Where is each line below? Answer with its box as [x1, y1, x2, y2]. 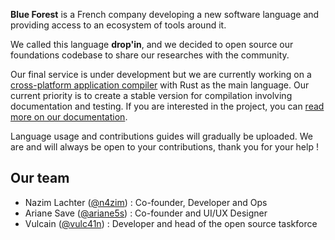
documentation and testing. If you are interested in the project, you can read [10, 100, 325, 112]
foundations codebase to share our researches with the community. [10, 49, 290, 61]
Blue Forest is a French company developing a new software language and [10, 9, 320, 20]
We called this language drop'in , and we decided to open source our [10, 39, 294, 50]
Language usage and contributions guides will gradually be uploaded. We [10, 130, 313, 142]
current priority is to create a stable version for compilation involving [10, 90, 293, 101]
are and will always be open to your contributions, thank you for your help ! [10, 141, 319, 153]
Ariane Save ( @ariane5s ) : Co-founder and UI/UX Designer [24, 207, 268, 219]
